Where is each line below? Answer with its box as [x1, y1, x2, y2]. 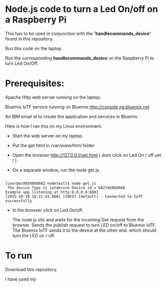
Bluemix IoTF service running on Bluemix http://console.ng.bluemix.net [5, 103, 150, 110]
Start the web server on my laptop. [12, 133, 83, 139]
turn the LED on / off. [12, 232, 55, 238]
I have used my [5, 276, 36, 282]
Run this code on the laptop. [5, 45, 63, 51]
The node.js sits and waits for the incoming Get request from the [12, 216, 144, 222]
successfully [5, 198, 32, 203]
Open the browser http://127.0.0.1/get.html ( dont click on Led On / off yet [12, 152, 162, 158]
